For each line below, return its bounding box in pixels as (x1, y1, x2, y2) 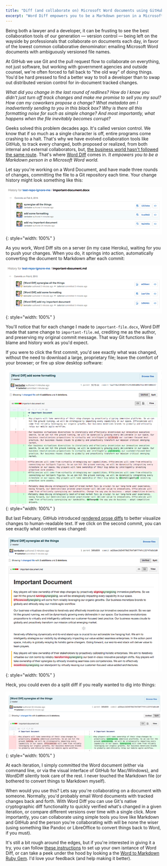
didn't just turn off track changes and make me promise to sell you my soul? (5, 94, 162, 100)
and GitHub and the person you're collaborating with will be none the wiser (5, 819, 159, 825)
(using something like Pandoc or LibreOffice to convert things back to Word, (5, 825, 161, 831)
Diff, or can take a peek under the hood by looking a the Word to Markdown (5, 850, 160, 856)
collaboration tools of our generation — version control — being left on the (5, 33, 158, 39)
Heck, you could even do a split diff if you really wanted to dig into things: (5, 682, 156, 688)
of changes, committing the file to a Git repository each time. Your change (5, 172, 157, 177)
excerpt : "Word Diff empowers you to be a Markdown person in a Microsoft (5, 13, 164, 18)
